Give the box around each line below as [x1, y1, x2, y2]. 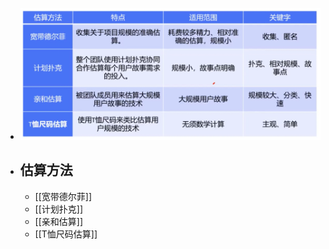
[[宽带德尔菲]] [34, 190, 93, 202]
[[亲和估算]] [34, 215, 84, 227]
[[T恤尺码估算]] [34, 228, 98, 240]
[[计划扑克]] [34, 203, 84, 215]
